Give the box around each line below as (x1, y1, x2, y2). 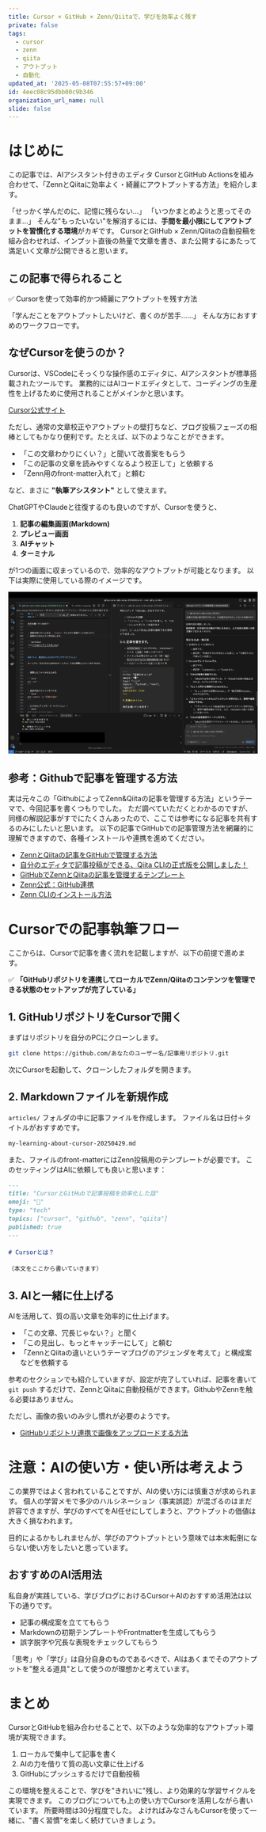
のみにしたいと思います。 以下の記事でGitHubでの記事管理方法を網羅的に (14, 823, 255, 833)
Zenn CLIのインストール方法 (19, 890, 112, 899)
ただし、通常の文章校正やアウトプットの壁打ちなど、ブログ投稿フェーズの (8, 422, 251, 431)
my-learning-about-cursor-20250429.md (8, 1139, 136, 1147)
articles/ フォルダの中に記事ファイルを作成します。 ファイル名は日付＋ (8, 1112, 245, 1122)
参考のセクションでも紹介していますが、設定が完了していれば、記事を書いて (8, 1374, 257, 1384)
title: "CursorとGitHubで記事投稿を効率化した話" (8, 1190, 160, 1198)
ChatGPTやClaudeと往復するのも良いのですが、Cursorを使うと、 (8, 502, 222, 511)
